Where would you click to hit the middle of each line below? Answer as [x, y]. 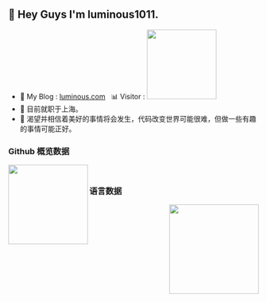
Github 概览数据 [39, 151]
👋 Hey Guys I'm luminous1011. [83, 15]
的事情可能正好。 [48, 129]
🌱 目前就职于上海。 [51, 109]
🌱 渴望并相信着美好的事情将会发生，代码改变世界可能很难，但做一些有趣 [138, 118]
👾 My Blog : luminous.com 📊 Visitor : [82, 96]
